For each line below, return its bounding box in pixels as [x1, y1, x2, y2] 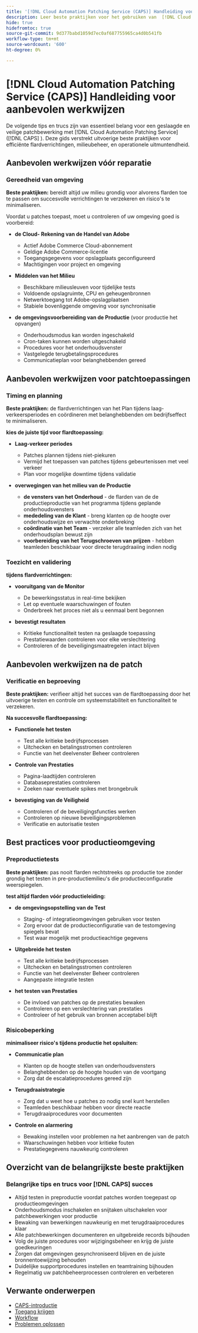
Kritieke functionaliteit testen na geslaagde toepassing [23, 630, 156, 637]
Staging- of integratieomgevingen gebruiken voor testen [23, 915, 161, 923]
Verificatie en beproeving [6, 677, 81, 685]
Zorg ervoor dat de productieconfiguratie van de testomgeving [23, 921, 176, 929]
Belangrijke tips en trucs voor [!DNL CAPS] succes [6, 1180, 153, 1189]
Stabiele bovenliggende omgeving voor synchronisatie [23, 302, 156, 310]
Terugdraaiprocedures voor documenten [23, 1110, 123, 1117]
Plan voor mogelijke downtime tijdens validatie [23, 470, 137, 478]
